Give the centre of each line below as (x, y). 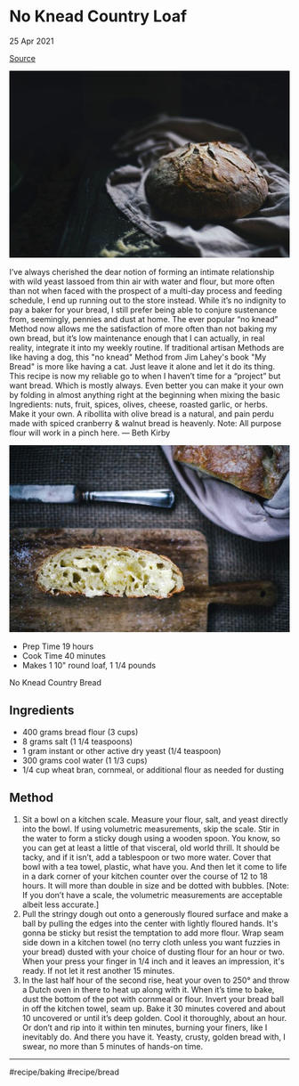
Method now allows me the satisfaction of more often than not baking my (143, 328)
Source (22, 58)
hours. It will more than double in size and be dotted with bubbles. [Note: (155, 885)
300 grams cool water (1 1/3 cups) (85, 760)
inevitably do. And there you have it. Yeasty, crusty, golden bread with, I (154, 1037)
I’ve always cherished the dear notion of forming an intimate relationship (142, 271)
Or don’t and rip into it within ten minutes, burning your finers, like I (145, 1027)
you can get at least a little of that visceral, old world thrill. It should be (151, 847)
